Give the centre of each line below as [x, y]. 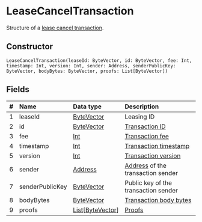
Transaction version [153, 156]
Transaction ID [145, 126]
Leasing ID [140, 117]
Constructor [29, 47]
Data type [87, 106]
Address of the [146, 165]
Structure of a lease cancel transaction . [55, 28]
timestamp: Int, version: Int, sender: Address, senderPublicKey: [91, 66]
